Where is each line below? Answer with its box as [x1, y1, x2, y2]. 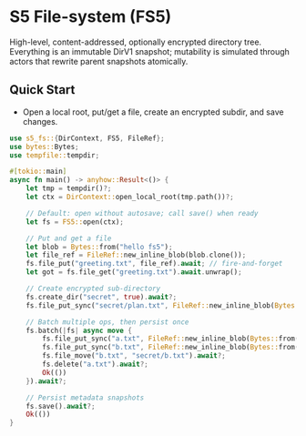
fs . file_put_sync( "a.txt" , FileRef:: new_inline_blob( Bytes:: [42, 334, 280, 343]
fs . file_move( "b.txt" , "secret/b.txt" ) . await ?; [42, 351, 226, 360]
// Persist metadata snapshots [25, 393, 145, 402]
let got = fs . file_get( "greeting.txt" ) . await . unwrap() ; [25, 268, 243, 277]
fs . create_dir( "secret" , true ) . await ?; [25, 292, 178, 301]
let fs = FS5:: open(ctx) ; [25, 217, 125, 227]
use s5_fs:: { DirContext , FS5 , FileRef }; [9, 134, 166, 143]
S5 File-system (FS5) [9, 6, 172, 27]
